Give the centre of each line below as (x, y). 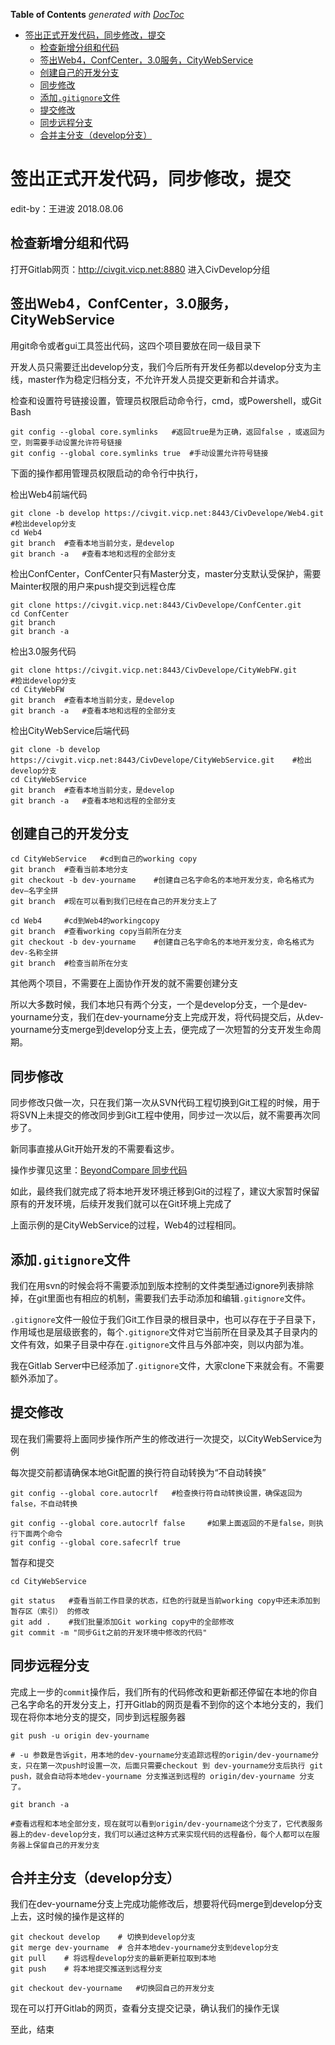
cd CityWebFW (37, 689)
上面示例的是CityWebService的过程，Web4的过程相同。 (126, 1225)
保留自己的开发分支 (66, 1845)
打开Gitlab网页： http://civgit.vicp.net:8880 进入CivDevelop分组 (140, 269)
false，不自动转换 (44, 1504)
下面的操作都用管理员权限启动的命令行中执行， (106, 473)
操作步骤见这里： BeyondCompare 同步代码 (99, 1170)
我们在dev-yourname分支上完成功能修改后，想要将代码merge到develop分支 (166, 1904)
